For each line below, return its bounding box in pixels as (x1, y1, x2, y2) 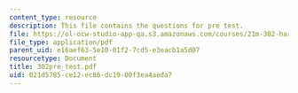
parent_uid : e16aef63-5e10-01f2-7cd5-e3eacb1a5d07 (9, 46, 200, 55)
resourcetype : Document (9, 54, 98, 63)
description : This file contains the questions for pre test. (9, 21, 244, 30)
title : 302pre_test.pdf (9, 63, 98, 72)
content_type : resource (9, 12, 98, 22)
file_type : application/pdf (9, 37, 114, 47)
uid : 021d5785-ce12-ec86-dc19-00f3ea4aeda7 (9, 71, 173, 80)
